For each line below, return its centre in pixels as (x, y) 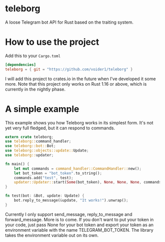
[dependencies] (21, 64)
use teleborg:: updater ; (29, 155)
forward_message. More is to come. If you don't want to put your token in (79, 219)
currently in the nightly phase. (35, 89)
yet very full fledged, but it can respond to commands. (60, 128)
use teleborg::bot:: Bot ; (30, 146)
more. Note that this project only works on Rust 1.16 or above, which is (76, 84)
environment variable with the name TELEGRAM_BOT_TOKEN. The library (79, 230)
